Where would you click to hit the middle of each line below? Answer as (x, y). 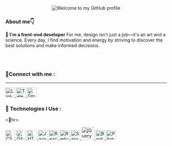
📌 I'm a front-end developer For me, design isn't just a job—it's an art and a (85, 35)
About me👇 (20, 22)
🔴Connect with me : (30, 74)
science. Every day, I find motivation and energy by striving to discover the (84, 40)
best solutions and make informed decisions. (52, 46)
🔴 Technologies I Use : (33, 109)
